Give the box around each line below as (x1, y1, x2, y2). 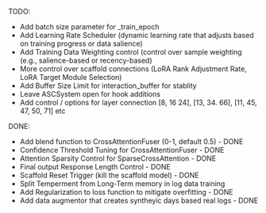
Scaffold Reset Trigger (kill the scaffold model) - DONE (19, 170, 200, 180)
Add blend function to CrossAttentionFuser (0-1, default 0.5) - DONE (19, 137, 244, 146)
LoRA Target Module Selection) (19, 73, 122, 82)
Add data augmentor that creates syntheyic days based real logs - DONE (19, 196, 259, 205)
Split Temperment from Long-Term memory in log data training (19, 179, 226, 188)
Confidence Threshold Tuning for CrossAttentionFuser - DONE (19, 146, 225, 154)
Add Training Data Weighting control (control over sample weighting (19, 48, 242, 56)
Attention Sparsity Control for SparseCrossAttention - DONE (19, 154, 217, 163)
